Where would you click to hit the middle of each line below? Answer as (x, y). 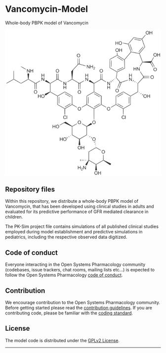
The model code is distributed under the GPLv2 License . (62, 340)
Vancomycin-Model (46, 9)
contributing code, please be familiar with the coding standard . (69, 313)
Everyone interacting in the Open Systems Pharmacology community (75, 265)
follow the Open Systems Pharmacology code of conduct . (64, 275)
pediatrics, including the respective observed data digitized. (66, 237)
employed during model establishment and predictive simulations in (74, 232)
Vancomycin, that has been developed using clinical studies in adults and (80, 207)
